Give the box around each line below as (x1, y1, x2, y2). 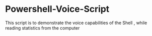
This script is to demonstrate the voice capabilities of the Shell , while (5, 20, 148, 26)
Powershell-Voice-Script (5, 3, 110, 15)
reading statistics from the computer (5, 25, 80, 31)
